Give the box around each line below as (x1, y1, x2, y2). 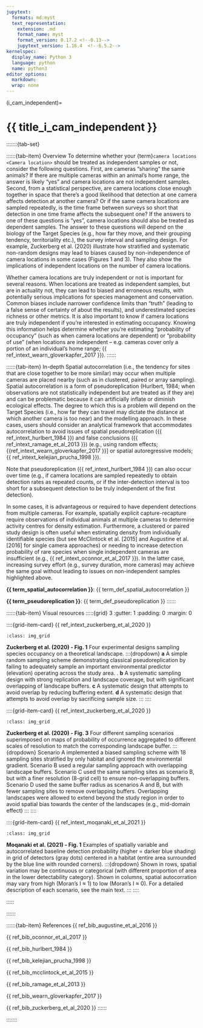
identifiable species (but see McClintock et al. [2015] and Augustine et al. (6, 535, 189, 542)
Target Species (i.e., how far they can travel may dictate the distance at (6, 408, 185, 415)
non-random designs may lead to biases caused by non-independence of (6, 249, 190, 256)
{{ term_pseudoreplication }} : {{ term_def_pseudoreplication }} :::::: (6, 597, 176, 605)
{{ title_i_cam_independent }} (6, 120, 158, 134)
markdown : (12, 77, 36, 83)
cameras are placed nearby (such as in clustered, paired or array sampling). (6, 376, 196, 383)
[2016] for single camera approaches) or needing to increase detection (6, 542, 184, 549)
